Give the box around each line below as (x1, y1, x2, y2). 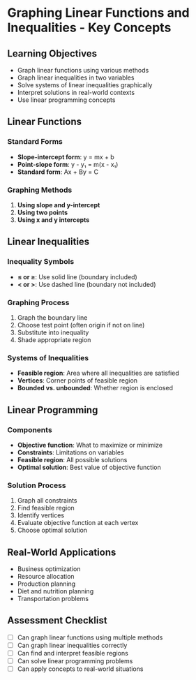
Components (7, 424, 52, 434)
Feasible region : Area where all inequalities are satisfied (17, 369, 179, 378)
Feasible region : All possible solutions (17, 455, 128, 464)
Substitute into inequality (17, 328, 89, 337)
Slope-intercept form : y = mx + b (17, 152, 115, 161)
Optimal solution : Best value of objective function (17, 463, 162, 471)
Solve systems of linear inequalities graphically (17, 81, 153, 89)
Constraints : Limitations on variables (17, 448, 124, 457)
